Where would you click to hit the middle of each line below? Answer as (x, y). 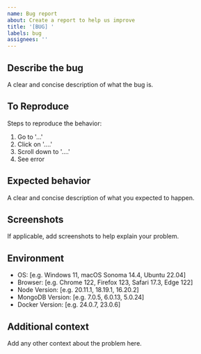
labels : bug (24, 33)
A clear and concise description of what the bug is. (80, 84)
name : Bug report (32, 14)
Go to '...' (30, 137)
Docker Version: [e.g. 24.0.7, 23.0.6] (69, 305)
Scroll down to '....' (44, 151)
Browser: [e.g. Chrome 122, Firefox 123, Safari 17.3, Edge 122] (105, 282)
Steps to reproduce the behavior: (55, 123)
